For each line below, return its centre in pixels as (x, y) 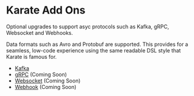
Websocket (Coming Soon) (48, 81)
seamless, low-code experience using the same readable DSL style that (94, 50)
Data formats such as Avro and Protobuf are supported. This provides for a (97, 44)
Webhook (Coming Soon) (46, 87)
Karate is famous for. (32, 57)
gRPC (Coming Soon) (41, 74)
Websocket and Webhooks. (40, 32)
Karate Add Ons (46, 10)
